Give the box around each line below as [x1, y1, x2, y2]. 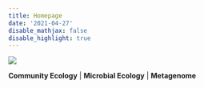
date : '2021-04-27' [8, 19, 74, 27]
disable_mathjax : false [8, 26, 88, 34]
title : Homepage [8, 11, 62, 20]
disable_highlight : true [8, 34, 91, 42]
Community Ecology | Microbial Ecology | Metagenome [8, 71, 197, 81]
